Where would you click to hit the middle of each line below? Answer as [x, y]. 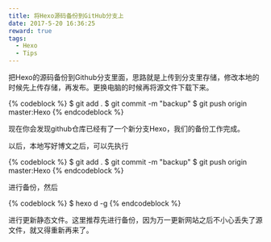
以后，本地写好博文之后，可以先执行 [69, 146]
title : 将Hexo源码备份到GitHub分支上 [66, 16]
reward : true [30, 31]
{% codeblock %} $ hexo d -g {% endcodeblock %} [95, 203]
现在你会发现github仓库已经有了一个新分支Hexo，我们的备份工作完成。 [126, 129]
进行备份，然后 [33, 187]
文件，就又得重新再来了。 [51, 230]
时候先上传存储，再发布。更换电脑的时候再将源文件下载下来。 [111, 87]
